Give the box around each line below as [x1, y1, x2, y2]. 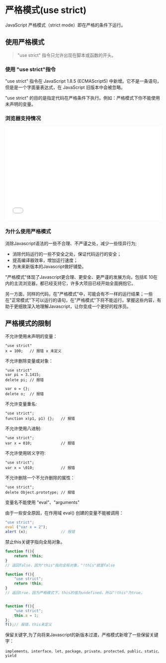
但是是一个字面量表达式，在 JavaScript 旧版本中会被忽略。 [5, 84, 126, 90]
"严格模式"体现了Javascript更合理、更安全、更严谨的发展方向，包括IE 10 [5, 274, 154, 280]
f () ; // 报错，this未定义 [5, 622, 52, 627]
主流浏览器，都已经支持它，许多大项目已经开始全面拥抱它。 [13, 280, 136, 286]
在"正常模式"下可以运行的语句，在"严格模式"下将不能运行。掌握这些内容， [5, 297, 158, 303]
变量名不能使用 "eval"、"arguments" [5, 499, 80, 505]
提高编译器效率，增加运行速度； [12, 257, 78, 263]
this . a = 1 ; [14, 613, 39, 618]
